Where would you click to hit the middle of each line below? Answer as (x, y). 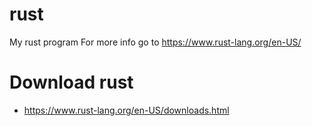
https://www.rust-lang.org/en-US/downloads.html (126, 110)
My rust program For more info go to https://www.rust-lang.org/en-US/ (155, 42)
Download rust (71, 82)
